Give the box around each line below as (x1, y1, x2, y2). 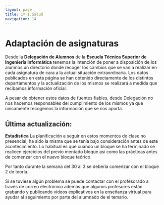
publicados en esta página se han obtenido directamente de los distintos (5, 75, 154, 81)
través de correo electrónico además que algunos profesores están (5, 184, 143, 190)
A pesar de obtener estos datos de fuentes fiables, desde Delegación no (5, 95, 154, 101)
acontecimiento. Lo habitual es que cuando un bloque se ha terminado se (5, 144, 155, 150)
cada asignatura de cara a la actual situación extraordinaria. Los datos (5, 70, 149, 76)
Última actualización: (5, 120, 72, 128)
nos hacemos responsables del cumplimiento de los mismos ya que (5, 100, 144, 106)
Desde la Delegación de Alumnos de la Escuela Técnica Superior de (5, 54, 147, 60)
